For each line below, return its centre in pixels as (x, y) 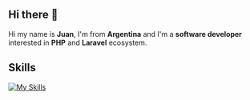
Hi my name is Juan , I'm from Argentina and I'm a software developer (125, 34)
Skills (22, 68)
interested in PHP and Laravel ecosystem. (78, 42)
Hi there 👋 (33, 15)
